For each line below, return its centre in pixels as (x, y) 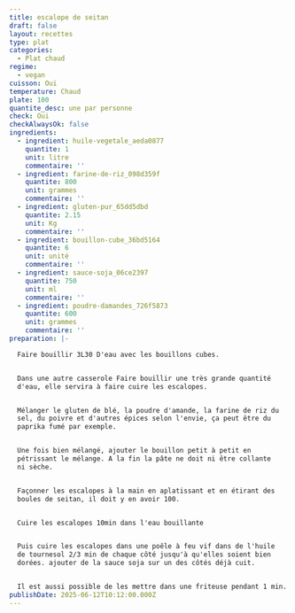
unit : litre (47, 157)
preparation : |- (39, 338)
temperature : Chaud (45, 91)
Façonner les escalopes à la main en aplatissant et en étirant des (146, 491)
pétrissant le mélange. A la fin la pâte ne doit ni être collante (144, 459)
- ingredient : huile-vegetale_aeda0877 (91, 141)
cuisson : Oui (33, 83)
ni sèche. (35, 467)
